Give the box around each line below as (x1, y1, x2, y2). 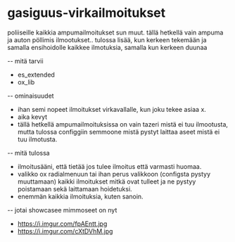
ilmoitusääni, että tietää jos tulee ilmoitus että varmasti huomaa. (17, 162, 202, 170)
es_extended (17, 70, 55, 79)
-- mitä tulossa (7, 148, 51, 157)
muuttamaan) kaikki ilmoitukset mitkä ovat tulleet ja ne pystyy (17, 177, 196, 186)
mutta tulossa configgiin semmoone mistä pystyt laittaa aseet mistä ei (17, 127, 220, 136)
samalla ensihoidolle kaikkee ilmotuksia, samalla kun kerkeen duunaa (7, 43, 208, 51)
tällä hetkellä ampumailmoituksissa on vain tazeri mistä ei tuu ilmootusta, (17, 120, 229, 128)
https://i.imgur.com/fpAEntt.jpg (17, 219, 108, 228)
